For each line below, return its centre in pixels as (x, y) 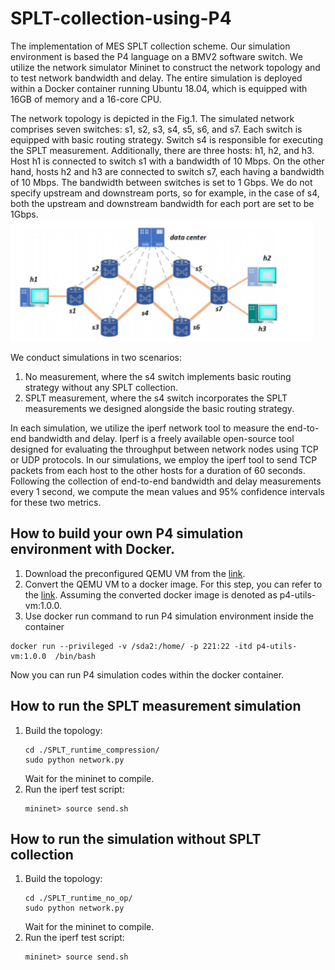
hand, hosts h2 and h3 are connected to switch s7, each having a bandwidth (167, 171)
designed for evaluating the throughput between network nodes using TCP (164, 449)
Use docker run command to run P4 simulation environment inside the (169, 616)
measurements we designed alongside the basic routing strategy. (159, 408)
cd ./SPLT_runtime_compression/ (92, 750)
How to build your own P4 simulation (127, 533)
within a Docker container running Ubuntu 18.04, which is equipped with (159, 88)
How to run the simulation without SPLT (136, 838)
